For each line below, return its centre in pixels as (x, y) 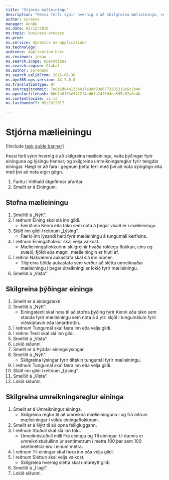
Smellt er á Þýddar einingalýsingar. (49, 349)
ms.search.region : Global (33, 66)
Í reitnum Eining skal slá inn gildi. (47, 220)
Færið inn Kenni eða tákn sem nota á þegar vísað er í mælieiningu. (89, 225)
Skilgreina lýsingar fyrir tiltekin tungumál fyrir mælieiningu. (81, 360)
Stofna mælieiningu (37, 203)
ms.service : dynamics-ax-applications (46, 43)
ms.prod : (15, 38)
